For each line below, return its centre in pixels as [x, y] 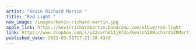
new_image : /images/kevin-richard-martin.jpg [62, 22]
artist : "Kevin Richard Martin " [47, 11]
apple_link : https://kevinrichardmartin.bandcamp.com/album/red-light [94, 27]
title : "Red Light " [31, 17]
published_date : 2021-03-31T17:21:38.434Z [58, 38]
